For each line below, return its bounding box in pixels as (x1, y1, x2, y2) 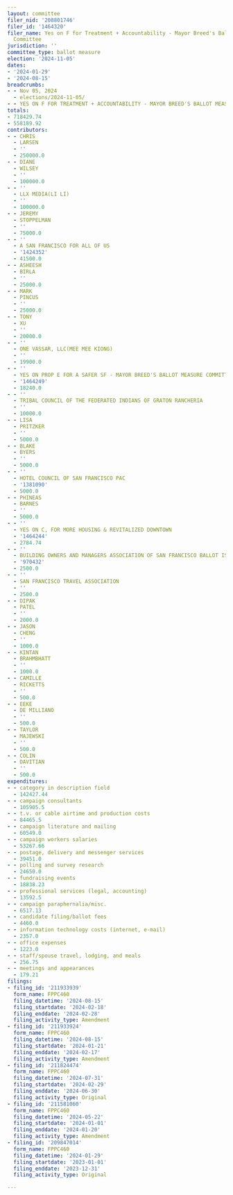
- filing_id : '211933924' (7, 1023, 82, 1031)
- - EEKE (7, 700, 33, 708)
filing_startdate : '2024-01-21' (13, 1042, 107, 1049)
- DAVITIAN (13, 758, 45, 765)
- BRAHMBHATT (13, 655, 51, 663)
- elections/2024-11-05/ (13, 94, 85, 101)
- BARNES (13, 500, 39, 507)
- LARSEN (13, 139, 39, 146)
